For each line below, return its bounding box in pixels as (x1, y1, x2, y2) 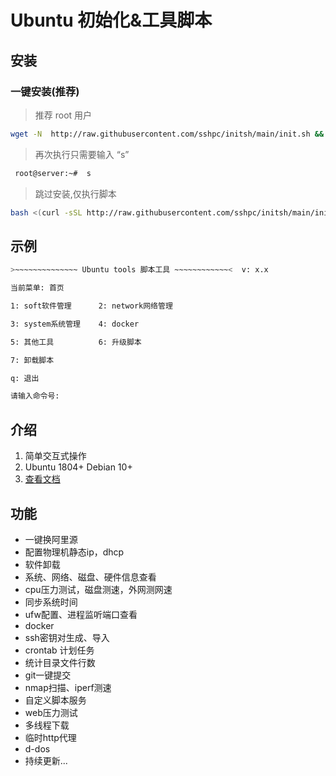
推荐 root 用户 (34, 109, 93, 121)
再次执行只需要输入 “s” (34, 148, 130, 160)
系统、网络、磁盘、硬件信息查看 (24, 571, 157, 583)
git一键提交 (24, 669, 72, 681)
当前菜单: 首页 (10, 283, 65, 293)
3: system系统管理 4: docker (10, 319, 140, 329)
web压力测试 (24, 706, 78, 718)
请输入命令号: (10, 391, 60, 401)
